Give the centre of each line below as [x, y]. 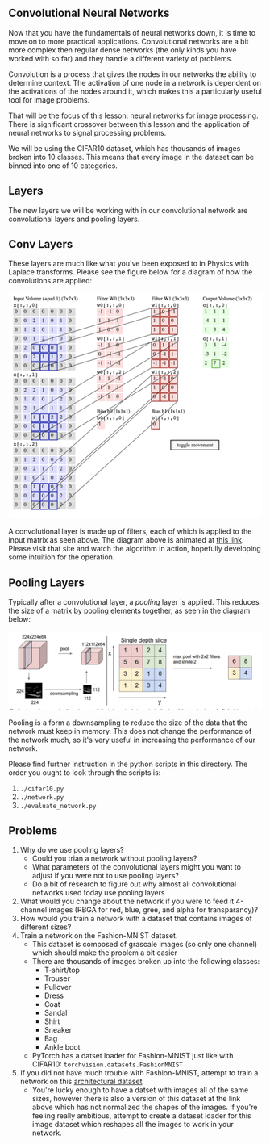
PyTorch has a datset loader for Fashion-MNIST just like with [133, 1056]
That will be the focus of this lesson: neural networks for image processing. [134, 115]
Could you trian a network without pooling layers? [114, 858]
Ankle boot [62, 1047]
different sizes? [46, 927]
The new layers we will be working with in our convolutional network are [128, 210]
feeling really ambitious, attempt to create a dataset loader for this [141, 1116]
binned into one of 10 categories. [63, 166]
